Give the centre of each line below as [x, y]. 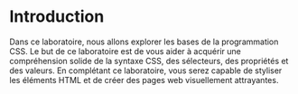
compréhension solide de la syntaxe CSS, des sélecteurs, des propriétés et [149, 61]
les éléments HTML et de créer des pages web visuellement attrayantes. [144, 80]
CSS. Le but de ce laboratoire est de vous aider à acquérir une [125, 51]
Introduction [57, 17]
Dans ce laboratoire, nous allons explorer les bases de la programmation [144, 42]
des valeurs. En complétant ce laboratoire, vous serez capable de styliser [146, 70]
